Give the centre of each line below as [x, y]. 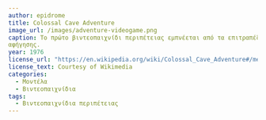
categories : [28, 74]
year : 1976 [26, 52]
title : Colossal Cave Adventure [61, 23]
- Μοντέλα [31, 81]
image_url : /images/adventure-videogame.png [83, 30]
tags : [17, 96]
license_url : [30, 60]
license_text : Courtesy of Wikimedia [70, 67]
